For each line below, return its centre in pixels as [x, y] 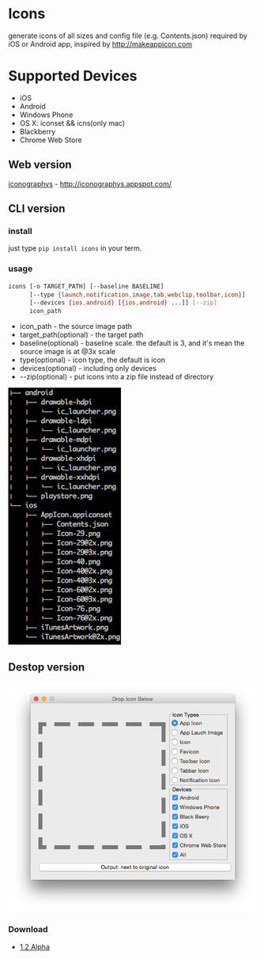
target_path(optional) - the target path [81, 335]
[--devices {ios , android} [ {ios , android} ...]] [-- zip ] [123, 303]
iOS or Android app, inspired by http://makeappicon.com [100, 43]
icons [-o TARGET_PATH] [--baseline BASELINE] [86, 286]
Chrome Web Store [51, 140]
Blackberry [38, 131]
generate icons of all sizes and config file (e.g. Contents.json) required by [128, 36]
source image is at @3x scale [68, 352]
